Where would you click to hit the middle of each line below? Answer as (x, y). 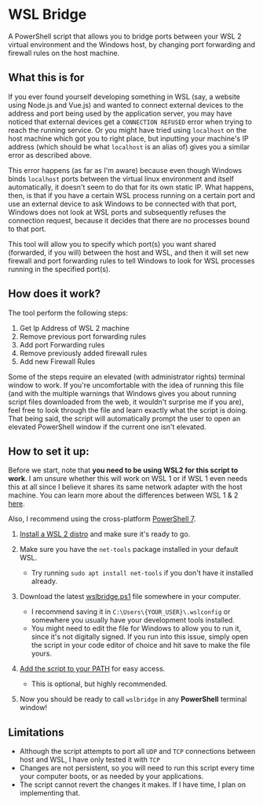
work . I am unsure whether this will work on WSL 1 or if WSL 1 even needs (128, 479)
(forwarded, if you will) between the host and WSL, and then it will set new (128, 252)
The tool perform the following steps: (68, 313)
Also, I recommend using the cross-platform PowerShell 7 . (102, 519)
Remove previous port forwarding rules (83, 336)
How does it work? (55, 294)
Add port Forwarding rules (62, 344)
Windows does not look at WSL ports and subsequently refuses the (117, 212)
